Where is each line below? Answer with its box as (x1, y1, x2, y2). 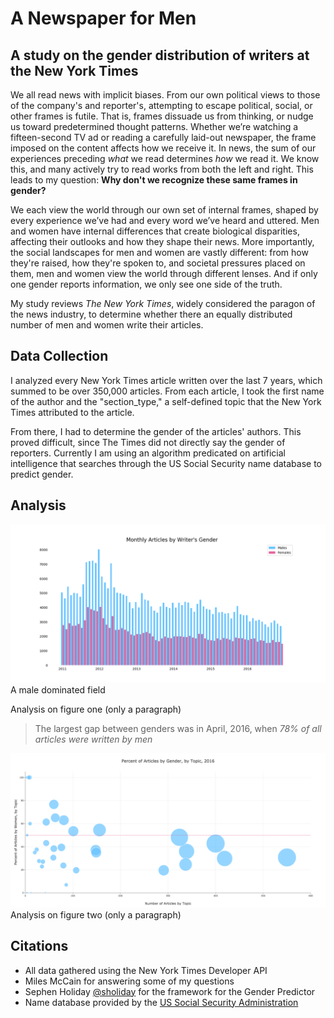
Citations (10, 938, 69, 955)
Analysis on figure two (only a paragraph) (10, 908, 182, 921)
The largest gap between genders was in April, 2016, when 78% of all (34, 722, 322, 734)
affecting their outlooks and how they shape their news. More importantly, (10, 236, 315, 247)
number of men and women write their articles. (10, 319, 204, 331)
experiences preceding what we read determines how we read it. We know (10, 153, 320, 164)
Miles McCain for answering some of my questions (24, 975, 235, 987)
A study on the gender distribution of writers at (10, 47, 310, 64)
